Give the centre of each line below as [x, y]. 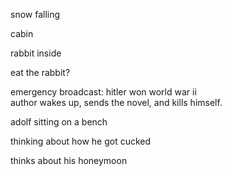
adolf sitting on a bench [59, 122]
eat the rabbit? [40, 72]
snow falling [35, 14]
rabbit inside [36, 53]
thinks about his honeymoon [69, 160]
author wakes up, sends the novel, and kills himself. [116, 102]
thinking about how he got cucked [81, 141]
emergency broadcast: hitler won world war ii [103, 92]
